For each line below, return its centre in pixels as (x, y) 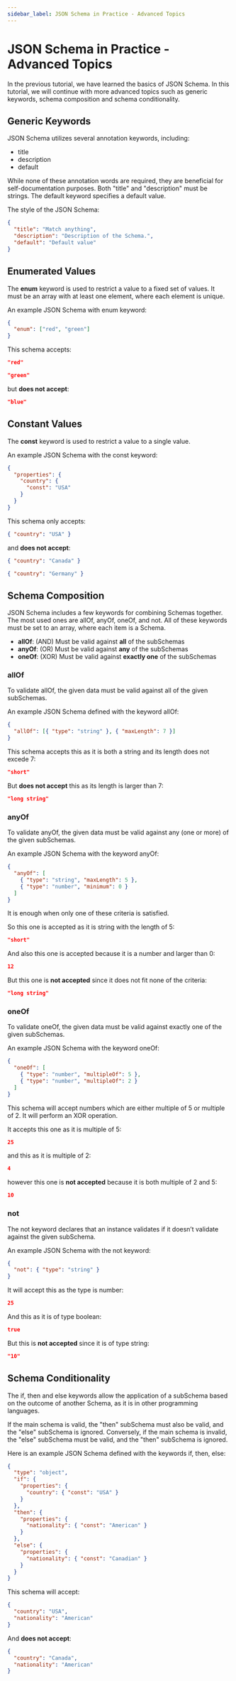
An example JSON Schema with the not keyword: (79, 1250)
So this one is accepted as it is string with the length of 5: (91, 927)
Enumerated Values (51, 272)
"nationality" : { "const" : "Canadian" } (86, 1558)
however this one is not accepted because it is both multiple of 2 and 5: (112, 1182)
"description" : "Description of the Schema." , (84, 236)
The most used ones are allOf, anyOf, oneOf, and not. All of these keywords (117, 620)
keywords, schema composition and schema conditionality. (94, 99)
